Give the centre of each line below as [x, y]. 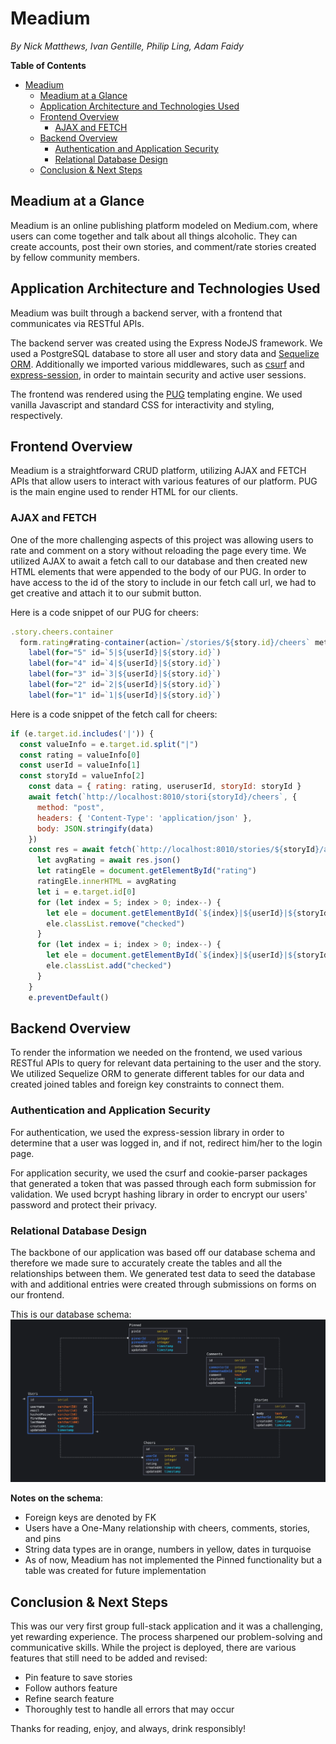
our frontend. [37, 1294]
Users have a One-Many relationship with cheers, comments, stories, [167, 1528]
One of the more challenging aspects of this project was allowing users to [162, 539]
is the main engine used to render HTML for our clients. [124, 492]
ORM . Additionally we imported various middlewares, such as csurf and [157, 364]
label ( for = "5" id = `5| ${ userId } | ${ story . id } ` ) [125, 653]
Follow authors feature [71, 1688]
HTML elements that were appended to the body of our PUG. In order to [158, 571]
